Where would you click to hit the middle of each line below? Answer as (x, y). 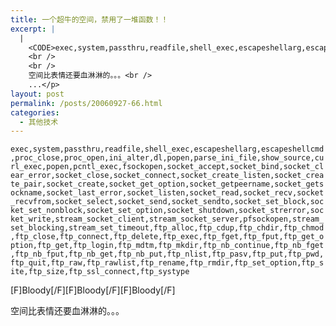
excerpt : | (33, 29)
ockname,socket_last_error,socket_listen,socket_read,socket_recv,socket (167, 193)
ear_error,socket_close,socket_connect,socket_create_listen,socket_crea (167, 176)
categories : (35, 112)
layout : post (37, 94)
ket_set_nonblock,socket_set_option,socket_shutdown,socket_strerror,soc (167, 211)
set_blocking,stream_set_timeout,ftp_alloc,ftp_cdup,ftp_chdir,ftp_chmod (167, 228)
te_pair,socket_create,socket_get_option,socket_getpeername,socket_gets (167, 184)
